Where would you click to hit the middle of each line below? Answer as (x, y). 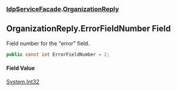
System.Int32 (23, 81)
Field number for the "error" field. (48, 43)
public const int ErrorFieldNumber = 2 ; (58, 54)
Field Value (21, 68)
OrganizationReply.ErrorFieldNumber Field (88, 29)
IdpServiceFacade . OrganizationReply (63, 9)
